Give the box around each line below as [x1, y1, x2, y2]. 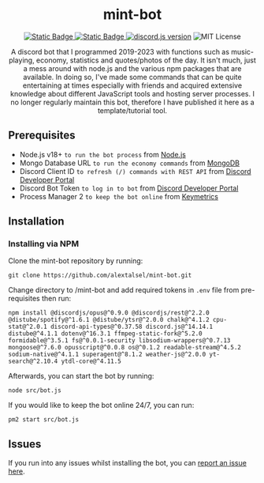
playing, [9, 55, 35, 65]
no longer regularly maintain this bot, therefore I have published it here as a [10, 97, 255, 107]
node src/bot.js [8, 387, 61, 394]
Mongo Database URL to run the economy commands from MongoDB [19, 158, 240, 168]
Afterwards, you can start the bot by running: [8, 372, 154, 381]
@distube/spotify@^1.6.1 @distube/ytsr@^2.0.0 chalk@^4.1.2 [8, 316, 210, 324]
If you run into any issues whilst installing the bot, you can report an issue [8, 458, 247, 468]
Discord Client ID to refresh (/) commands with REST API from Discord [19, 166, 251, 175]
